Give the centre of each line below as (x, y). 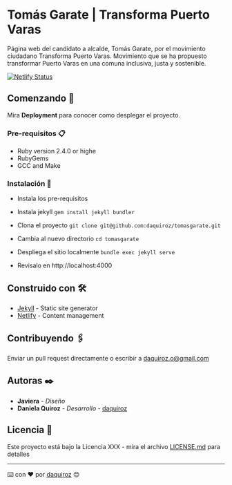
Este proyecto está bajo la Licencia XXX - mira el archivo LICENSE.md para (114, 446)
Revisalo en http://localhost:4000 (65, 265)
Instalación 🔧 (29, 183)
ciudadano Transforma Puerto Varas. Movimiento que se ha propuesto (107, 56)
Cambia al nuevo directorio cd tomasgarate (78, 239)
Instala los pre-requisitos (52, 199)
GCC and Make (39, 166)
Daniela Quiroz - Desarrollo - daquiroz (72, 408)
